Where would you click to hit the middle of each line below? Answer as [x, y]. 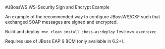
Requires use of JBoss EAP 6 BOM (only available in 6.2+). [65, 41]
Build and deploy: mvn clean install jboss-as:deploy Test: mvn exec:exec [81, 31]
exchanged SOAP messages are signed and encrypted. [61, 22]
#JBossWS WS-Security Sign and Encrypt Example [57, 7]
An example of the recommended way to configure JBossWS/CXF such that [82, 17]
